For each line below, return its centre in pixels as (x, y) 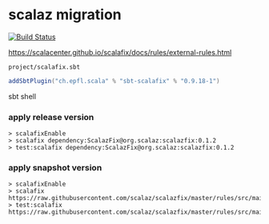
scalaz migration (65, 15)
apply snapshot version (55, 168)
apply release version (51, 117)
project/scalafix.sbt (44, 67)
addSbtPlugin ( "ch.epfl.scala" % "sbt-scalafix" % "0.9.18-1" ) (114, 81)
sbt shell (22, 96)
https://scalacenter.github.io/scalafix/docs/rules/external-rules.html (120, 52)
